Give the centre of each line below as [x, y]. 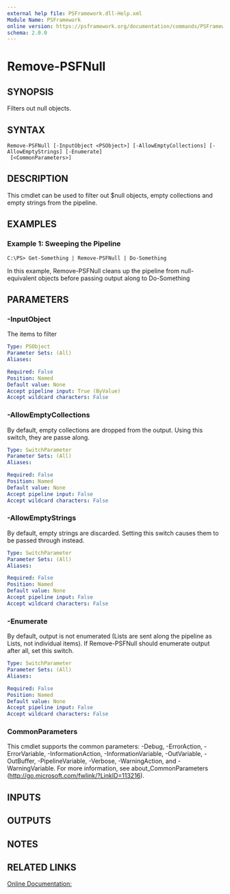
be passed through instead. [46, 540]
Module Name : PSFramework [44, 20]
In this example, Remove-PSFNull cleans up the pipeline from [93, 271]
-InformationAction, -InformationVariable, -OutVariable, [125, 754]
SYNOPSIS [30, 92]
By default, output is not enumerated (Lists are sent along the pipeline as [110, 637]
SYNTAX [26, 130]
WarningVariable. [31, 768]
